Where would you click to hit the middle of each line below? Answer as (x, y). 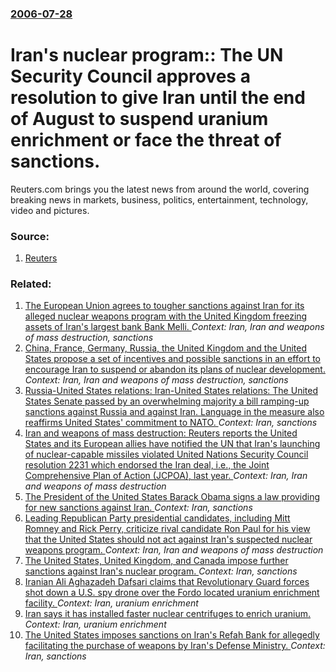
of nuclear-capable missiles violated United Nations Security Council (166, 454)
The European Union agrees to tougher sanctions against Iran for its (164, 306)
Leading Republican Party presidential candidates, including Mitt (157, 518)
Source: (30, 236)
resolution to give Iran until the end (158, 98)
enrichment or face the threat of (146, 140)
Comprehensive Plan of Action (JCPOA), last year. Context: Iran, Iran (166, 476)
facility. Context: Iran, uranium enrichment (111, 603)
